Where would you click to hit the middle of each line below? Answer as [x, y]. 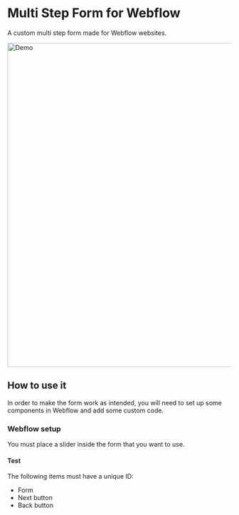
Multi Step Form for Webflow [94, 13]
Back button [35, 505]
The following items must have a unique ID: [70, 477]
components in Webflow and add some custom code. [86, 410]
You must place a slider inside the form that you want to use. [96, 444]
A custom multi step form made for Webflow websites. [87, 33]
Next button [35, 498]
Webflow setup [34, 429]
